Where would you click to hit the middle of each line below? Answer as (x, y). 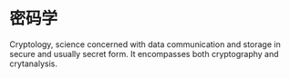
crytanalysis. (33, 63)
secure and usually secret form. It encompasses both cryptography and (145, 54)
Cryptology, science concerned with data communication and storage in (145, 44)
